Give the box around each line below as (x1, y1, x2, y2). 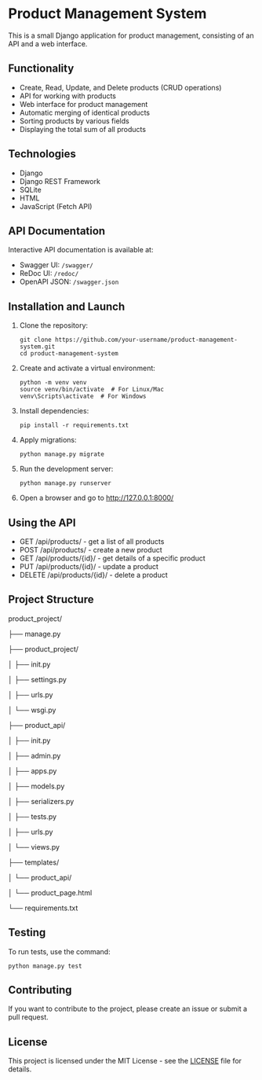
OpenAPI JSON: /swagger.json (19, 277, 119, 287)
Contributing (8, 983, 72, 997)
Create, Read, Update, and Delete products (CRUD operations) (19, 83, 222, 92)
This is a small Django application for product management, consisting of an (8, 31, 254, 40)
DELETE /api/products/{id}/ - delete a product (19, 571, 169, 579)
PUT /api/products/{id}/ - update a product (19, 562, 159, 571)
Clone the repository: (19, 321, 89, 330)
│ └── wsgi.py (8, 705, 56, 714)
